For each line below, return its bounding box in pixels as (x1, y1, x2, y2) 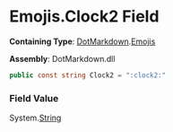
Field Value (9, 92, 59, 104)
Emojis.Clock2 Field (9, 6, 160, 27)
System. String (9, 112, 62, 123)
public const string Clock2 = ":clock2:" (9, 70, 167, 80)
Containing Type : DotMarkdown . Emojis (9, 36, 156, 47)
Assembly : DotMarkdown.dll (9, 53, 116, 64)
